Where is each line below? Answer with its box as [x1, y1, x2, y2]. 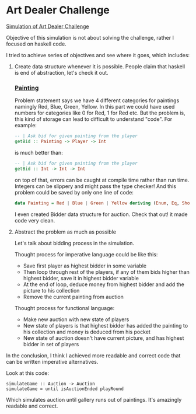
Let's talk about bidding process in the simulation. [14, 239, 135, 246]
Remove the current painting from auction [23, 293, 124, 300]
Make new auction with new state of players [23, 316, 129, 323]
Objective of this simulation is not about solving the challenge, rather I [6, 34, 174, 41]
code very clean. [14, 217, 55, 224]
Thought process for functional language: [14, 304, 115, 311]
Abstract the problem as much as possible [14, 228, 117, 235]
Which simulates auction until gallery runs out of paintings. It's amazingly [6, 396, 182, 403]
